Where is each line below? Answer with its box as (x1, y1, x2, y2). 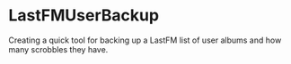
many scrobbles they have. (8, 44, 109, 54)
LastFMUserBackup (8, 5, 159, 26)
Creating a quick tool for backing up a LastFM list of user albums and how (8, 35, 282, 45)
